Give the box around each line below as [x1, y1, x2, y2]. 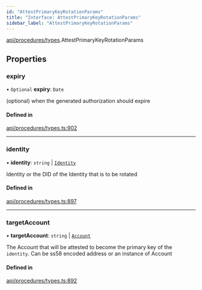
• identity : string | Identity [6, 159, 76, 166]
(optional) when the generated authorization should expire [6, 97, 150, 105]
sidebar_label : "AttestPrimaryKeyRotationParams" [6, 20, 133, 26]
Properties [6, 54, 47, 64]
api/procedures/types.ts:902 [6, 125, 78, 132]
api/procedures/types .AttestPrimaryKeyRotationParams [6, 37, 144, 44]
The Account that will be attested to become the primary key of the [6, 244, 173, 251]
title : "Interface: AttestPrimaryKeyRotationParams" [6, 14, 141, 20]
